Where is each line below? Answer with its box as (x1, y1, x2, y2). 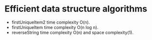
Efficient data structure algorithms (4, 3, 147, 14)
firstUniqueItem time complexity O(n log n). (11, 24, 98, 30)
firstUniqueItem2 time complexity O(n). (11, 19, 90, 25)
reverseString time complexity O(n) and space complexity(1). (11, 29, 133, 35)
